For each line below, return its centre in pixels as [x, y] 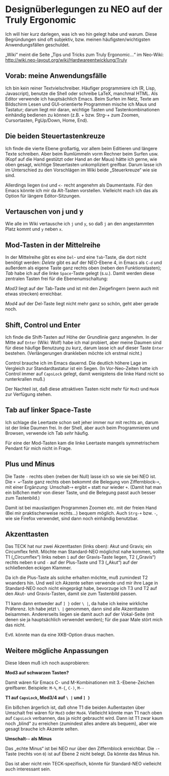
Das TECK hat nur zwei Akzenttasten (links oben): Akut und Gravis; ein [79, 546]
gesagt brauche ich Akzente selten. [42, 729]
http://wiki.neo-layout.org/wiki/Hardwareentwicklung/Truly [66, 60]
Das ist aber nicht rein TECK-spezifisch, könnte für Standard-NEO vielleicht [83, 764]
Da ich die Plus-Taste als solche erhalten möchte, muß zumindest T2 [76, 578]
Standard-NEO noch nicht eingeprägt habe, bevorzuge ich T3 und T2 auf [81, 588]
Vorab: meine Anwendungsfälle [56, 76]
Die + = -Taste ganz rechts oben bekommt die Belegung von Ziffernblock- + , [83, 482]
